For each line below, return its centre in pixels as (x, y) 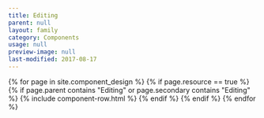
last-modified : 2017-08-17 (53, 60)
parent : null (30, 23)
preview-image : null (42, 52)
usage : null (28, 45)
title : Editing (33, 15)
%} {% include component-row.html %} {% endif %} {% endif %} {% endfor (132, 98)
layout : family (33, 30)
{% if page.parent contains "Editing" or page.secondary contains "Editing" (129, 90)
